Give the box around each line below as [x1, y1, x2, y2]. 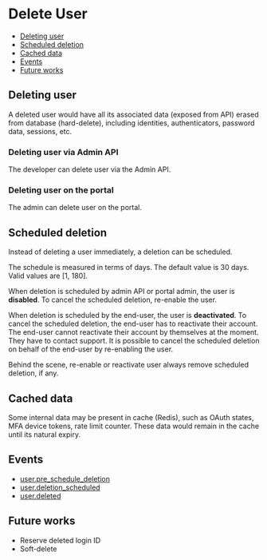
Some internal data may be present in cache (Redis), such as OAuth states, [8, 412, 254, 422]
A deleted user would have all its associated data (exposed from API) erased [8, 109, 259, 119]
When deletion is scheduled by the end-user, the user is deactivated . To [8, 311, 247, 320]
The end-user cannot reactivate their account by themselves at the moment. [8, 328, 259, 337]
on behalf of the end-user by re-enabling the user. [8, 344, 174, 354]
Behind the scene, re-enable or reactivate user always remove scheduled [8, 360, 249, 370]
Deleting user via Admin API [8, 146, 119, 157]
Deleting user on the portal [8, 185, 114, 196]
